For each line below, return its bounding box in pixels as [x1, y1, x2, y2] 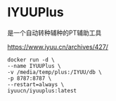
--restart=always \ [7, 81, 65, 88]
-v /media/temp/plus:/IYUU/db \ [7, 69, 102, 76]
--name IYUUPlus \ [7, 62, 61, 69]
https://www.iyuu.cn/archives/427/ [7, 42, 109, 51]
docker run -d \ [7, 56, 55, 64]
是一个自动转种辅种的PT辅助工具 [7, 28, 102, 37]
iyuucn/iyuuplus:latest [7, 87, 77, 94]
